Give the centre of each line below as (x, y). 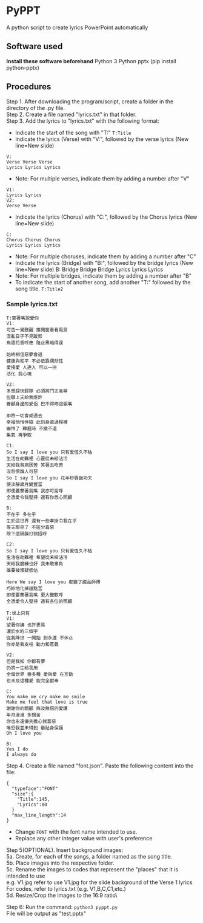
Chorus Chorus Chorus (34, 240)
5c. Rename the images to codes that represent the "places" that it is (92, 869)
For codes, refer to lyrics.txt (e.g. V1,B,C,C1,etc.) (66, 888)
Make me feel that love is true (47, 702)
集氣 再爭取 (19, 435)
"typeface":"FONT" (35, 788)
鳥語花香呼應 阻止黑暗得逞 (35, 343)
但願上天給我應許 (25, 397)
